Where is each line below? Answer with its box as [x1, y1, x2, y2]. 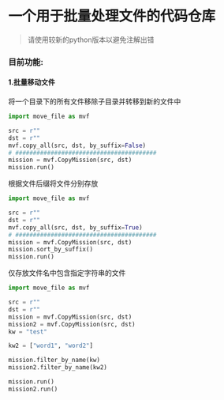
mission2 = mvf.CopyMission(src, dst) [8, 320, 136, 328]
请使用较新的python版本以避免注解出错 [27, 35, 155, 44]
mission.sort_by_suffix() [8, 246, 93, 254]
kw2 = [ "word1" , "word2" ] [8, 342, 93, 350]
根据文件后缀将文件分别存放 [8, 179, 99, 188]
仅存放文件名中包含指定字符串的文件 [8, 268, 126, 277]
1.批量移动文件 [8, 77, 55, 87]
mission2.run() [8, 385, 58, 393]
